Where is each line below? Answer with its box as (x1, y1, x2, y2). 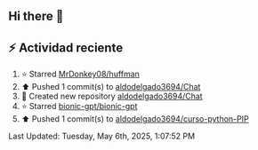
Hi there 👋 (8, 9, 64, 24)
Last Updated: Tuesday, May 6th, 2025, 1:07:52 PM (8, 130, 196, 142)
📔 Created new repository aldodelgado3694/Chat (20, 91, 203, 102)
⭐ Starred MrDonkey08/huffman (20, 68, 140, 80)
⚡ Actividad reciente (8, 40, 124, 55)
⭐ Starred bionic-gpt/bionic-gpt (20, 101, 138, 112)
